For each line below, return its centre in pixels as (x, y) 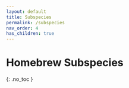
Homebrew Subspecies (65, 63)
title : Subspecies (29, 17)
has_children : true (30, 34)
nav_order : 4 (22, 28)
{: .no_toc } (20, 79)
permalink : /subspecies (36, 22)
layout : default (26, 12)
